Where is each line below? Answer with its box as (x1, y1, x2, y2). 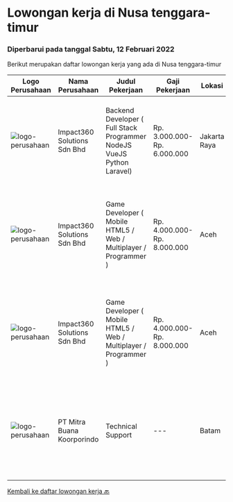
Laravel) (105, 167, 132, 176)
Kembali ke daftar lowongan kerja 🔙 (7, 487, 110, 496)
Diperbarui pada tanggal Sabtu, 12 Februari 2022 (7, 44, 175, 54)
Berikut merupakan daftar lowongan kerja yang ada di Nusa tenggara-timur (7, 60, 222, 69)
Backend (105, 106, 135, 115)
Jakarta (200, 132, 225, 142)
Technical (105, 421, 137, 431)
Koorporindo (58, 435, 99, 444)
